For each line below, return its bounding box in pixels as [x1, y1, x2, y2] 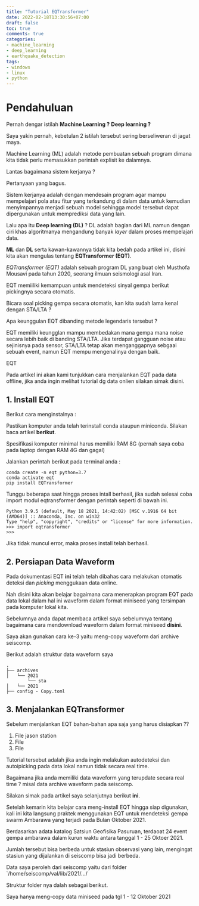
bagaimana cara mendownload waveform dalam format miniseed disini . [6, 621, 183, 628]
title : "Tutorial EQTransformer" [6, 8, 89, 15]
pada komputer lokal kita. [6, 603, 69, 610]
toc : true [6, 25, 31, 32]
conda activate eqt [6, 475, 55, 481]
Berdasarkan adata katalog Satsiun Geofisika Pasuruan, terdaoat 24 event [6, 827, 188, 835]
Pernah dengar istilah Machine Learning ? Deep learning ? [6, 120, 151, 128]
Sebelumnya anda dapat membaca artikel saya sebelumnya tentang [6, 615, 173, 622]
